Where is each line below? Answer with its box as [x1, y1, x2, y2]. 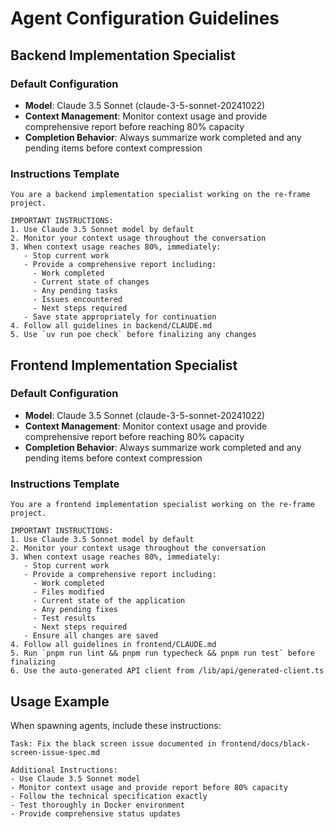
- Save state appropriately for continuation [23, 312, 217, 322]
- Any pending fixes [32, 605, 118, 615]
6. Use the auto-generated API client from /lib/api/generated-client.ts [10, 666, 325, 676]
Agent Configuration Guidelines [10, 7, 280, 30]
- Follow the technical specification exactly [10, 791, 208, 801]
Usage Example [10, 693, 110, 710]
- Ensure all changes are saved [23, 631, 159, 641]
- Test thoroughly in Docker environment [10, 800, 186, 810]
